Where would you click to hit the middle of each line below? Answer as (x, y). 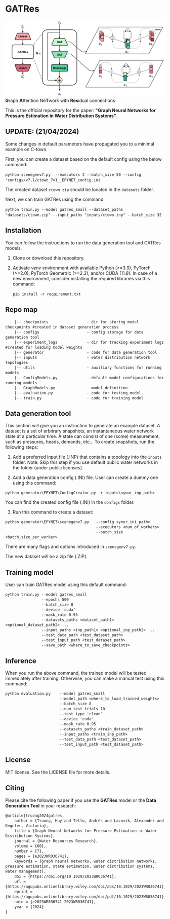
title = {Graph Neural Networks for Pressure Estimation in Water (86, 831)
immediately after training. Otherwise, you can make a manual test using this (85, 678)
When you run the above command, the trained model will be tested (76, 673)
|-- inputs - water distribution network (82, 357)
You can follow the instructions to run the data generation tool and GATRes (83, 243)
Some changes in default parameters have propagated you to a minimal (80, 144)
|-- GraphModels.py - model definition (71, 388)
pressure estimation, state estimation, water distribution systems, (80, 866)
